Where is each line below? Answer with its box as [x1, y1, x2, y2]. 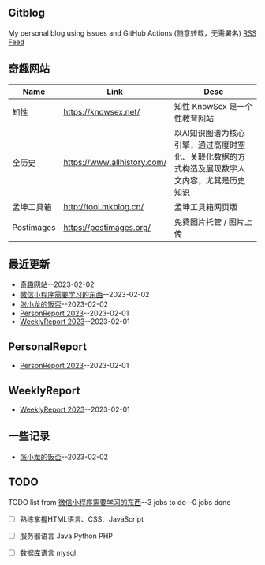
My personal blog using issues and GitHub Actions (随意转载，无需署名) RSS [8, 28, 257, 38]
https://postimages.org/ [62, 221, 151, 232]
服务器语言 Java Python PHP [19, 531, 113, 541]
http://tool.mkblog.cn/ [62, 201, 144, 212]
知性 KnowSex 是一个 [174, 100, 253, 111]
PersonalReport [8, 340, 87, 353]
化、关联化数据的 [174, 151, 238, 162]
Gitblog [8, 6, 46, 20]
